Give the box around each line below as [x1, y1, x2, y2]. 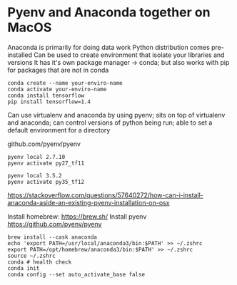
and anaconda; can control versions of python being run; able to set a [7, 118, 213, 127]
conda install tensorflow [7, 92, 84, 99]
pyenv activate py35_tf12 [7, 178, 84, 185]
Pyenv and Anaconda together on [7, 4, 211, 21]
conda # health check [7, 258, 72, 266]
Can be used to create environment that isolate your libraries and [34, 51, 225, 59]
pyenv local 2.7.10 [7, 153, 66, 160]
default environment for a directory [7, 125, 111, 134]
